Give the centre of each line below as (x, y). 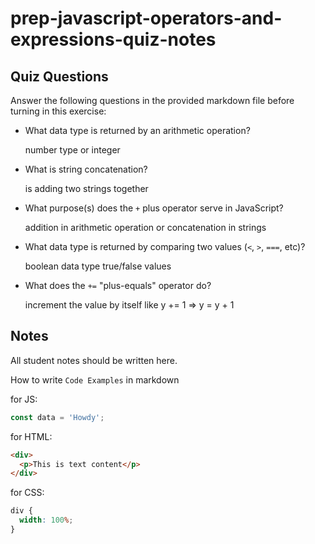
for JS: (24, 399)
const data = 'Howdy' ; (57, 417)
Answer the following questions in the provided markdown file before (152, 100)
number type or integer (72, 150)
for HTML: (31, 436)
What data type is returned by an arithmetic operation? (137, 130)
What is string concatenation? (86, 169)
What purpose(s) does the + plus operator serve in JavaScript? (154, 208)
